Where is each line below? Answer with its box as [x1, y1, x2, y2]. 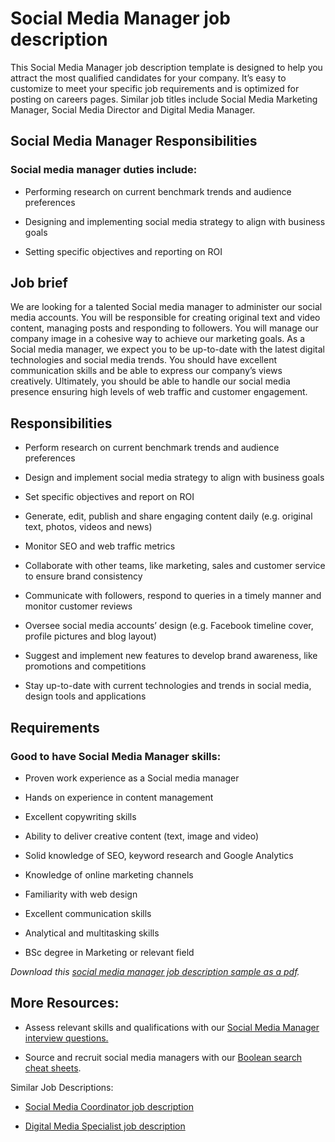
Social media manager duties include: [10, 163, 198, 177]
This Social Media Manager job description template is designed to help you [10, 61, 323, 73]
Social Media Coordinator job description [24, 1100, 194, 1112]
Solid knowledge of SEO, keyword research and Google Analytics [24, 849, 294, 861]
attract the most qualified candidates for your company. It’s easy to [10, 72, 287, 84]
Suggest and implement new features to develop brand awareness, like [24, 650, 318, 662]
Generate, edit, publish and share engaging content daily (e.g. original [24, 510, 313, 522]
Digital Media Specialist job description [24, 1120, 186, 1132]
